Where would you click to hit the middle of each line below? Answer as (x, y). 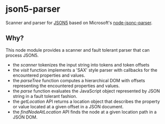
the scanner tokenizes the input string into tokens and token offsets (81, 64)
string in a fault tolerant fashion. (45, 96)
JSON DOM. (25, 117)
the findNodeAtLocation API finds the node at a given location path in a (84, 112)
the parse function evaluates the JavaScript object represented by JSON (86, 91)
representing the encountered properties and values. (66, 86)
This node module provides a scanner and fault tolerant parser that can (78, 50)
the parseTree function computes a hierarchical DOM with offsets (79, 80)
